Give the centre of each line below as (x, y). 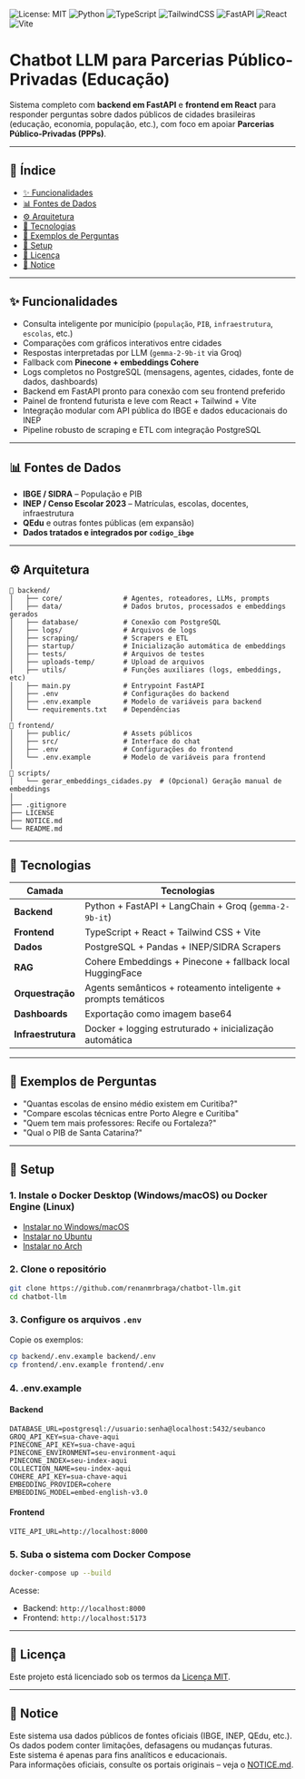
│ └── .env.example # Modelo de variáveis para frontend (138, 758)
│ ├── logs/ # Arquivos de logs (103, 631)
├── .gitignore (38, 805)
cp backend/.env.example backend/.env (83, 1356)
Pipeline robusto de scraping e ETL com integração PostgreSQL (142, 429)
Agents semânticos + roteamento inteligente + (183, 988)
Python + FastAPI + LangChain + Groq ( (169, 906)
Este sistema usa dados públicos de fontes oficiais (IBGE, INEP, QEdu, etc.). (151, 1735)
